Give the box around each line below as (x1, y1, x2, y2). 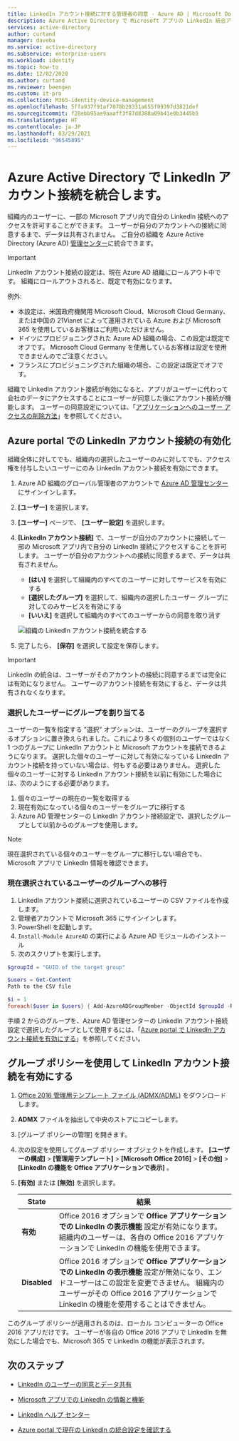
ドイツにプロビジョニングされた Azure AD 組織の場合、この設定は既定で (17, 334, 230, 343)
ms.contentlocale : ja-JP (7, 123, 81, 131)
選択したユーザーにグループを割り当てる (7, 707, 146, 717)
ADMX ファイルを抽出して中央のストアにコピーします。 (17, 1115, 182, 1123)
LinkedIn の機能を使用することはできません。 (58, 1299, 211, 1309)
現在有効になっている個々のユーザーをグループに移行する (17, 803, 186, 811)
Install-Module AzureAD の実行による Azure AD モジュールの (17, 931, 196, 940)
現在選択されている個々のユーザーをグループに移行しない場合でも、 (7, 850, 206, 859)
